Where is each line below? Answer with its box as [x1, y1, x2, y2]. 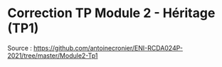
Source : [7, 43, 32, 52]
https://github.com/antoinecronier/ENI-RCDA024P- [33, 43, 184, 52]
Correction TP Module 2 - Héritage [7, 5, 216, 21]
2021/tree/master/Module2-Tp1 [7, 51, 98, 60]
